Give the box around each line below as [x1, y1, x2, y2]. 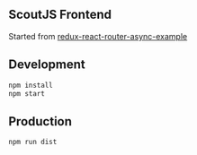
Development [8, 57, 86, 73]
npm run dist [8, 138, 58, 147]
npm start [8, 89, 46, 98]
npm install [8, 81, 53, 90]
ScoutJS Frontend [8, 7, 112, 22]
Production [8, 114, 73, 129]
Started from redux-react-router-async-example [8, 30, 188, 41]
